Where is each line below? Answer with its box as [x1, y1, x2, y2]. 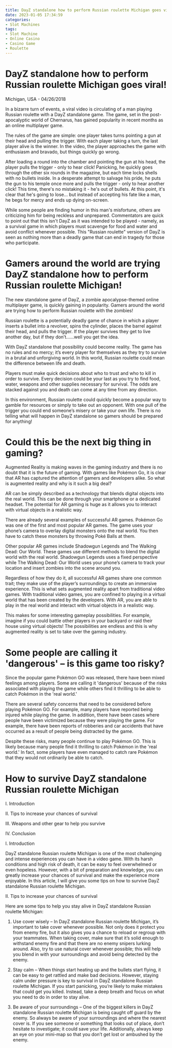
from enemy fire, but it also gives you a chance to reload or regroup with [12, 929, 166, 936]
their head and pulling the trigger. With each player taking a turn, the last [5, 137, 158, 144]
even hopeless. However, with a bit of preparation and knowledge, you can [5, 867, 163, 873]
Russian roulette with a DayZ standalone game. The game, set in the [5, 111, 149, 117]
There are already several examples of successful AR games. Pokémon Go [5, 517, 163, 523]
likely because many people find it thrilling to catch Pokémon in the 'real [5, 744, 157, 750]
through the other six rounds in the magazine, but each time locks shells [5, 169, 158, 175]
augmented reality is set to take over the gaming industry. [5, 628, 127, 635]
